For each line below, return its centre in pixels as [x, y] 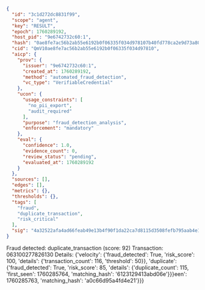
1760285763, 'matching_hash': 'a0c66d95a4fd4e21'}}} [75, 280]
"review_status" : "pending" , [59, 157]
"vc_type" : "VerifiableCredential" [68, 83]
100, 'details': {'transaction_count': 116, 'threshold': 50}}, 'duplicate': [92, 261]
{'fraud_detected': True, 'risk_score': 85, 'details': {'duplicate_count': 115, [98, 267]
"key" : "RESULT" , [34, 26]
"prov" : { [30, 60]
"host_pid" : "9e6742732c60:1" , [52, 37]
